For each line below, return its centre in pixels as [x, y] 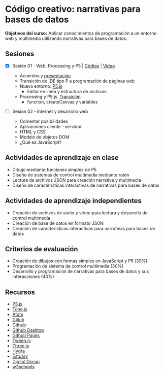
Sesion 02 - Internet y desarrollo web [50, 111]
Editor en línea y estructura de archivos [67, 91]
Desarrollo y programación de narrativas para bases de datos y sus [81, 272]
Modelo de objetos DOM [44, 137]
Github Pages [26, 336]
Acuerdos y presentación [45, 75]
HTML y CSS [33, 132]
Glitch [18, 320]
